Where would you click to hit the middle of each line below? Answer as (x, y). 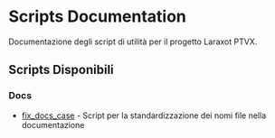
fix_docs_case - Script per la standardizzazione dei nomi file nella (144, 115)
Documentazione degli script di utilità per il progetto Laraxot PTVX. (133, 41)
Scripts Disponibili (61, 70)
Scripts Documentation (97, 17)
